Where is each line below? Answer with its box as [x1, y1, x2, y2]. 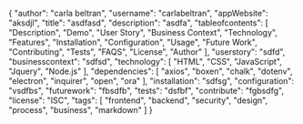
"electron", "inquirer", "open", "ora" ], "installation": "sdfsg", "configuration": [8, 76, 295, 86]
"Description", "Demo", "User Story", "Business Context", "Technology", [8, 27, 278, 37]
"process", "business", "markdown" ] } [8, 105, 153, 115]
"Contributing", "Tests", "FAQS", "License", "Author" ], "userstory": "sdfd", [8, 46, 286, 57]
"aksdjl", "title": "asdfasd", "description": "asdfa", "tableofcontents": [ [8, 17, 269, 28]
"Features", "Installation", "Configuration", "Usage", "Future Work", [8, 36, 258, 47]
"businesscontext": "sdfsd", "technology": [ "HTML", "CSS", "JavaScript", [8, 57, 283, 67]
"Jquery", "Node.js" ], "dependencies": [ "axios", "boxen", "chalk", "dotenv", [8, 66, 293, 77]
